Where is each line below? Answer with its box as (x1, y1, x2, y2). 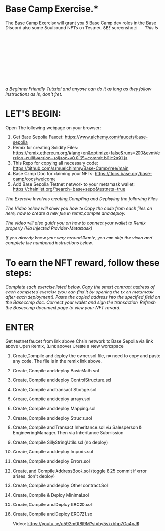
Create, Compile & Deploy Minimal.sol (12, 492, 89, 498)
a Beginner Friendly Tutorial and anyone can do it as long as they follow (5, 86, 152, 92)
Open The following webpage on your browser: (5, 125, 101, 131)
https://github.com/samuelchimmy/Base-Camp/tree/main (12, 165, 129, 171)
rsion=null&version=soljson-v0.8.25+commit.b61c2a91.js (12, 155, 128, 161)
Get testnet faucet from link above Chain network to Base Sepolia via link (5, 338, 153, 344)
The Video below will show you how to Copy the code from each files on (5, 205, 152, 212)
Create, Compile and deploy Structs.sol (12, 415, 92, 421)
